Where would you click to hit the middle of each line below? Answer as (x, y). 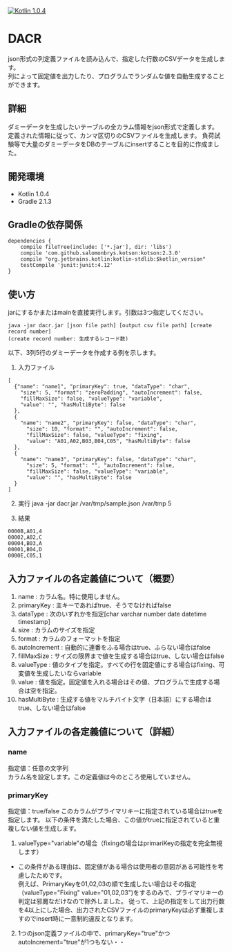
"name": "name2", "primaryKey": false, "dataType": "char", (108, 423)
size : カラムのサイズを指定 (56, 630)
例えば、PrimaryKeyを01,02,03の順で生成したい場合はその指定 (107, 883)
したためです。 (45, 875)
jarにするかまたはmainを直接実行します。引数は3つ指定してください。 (107, 313)
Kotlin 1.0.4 (33, 193)
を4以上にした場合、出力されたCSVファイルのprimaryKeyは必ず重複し (118, 910)
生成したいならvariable (69, 673)
